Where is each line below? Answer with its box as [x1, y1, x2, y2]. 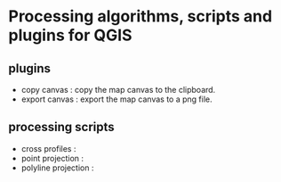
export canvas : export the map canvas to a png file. [20, 94, 213, 104]
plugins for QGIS [8, 25, 132, 45]
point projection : [20, 153, 84, 163]
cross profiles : [20, 143, 76, 153]
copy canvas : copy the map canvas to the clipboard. [20, 85, 216, 95]
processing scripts [8, 120, 115, 135]
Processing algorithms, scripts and [8, 6, 273, 27]
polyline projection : [20, 162, 94, 173]
